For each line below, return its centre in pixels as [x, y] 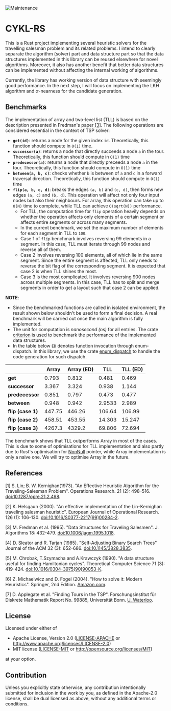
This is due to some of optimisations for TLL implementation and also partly [85, 446]
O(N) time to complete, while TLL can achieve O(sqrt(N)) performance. [87, 206]
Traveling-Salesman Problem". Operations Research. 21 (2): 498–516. [78, 491]
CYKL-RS [26, 29]
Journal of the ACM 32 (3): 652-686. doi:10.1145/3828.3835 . [69, 548]
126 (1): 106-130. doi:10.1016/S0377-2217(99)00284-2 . [62, 517]
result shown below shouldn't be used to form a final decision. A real [85, 313]
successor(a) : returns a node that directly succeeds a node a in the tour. [89, 151]
